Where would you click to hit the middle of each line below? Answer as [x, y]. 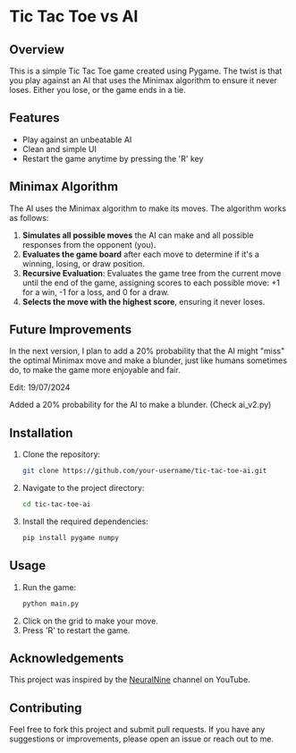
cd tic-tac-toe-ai [56, 504]
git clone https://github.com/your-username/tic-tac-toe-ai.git [144, 471]
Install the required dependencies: [85, 521]
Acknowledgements [67, 658]
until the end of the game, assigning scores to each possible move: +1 [151, 283]
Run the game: [49, 587]
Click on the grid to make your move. [90, 621]
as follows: [29, 217]
